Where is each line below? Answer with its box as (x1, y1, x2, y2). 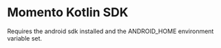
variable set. (7, 34, 43, 42)
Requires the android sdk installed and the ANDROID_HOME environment (7, 27, 214, 35)
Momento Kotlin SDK (7, 5, 129, 20)
